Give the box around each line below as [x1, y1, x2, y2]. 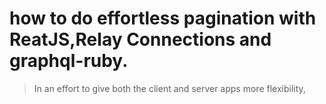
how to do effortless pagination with [9, 7, 317, 30]
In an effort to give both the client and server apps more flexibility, [33, 82, 306, 94]
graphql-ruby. [9, 50, 129, 72]
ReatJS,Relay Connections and [9, 28, 272, 51]
